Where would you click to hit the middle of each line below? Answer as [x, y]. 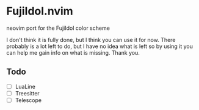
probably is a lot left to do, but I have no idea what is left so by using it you [100, 46]
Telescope [28, 100]
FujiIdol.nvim [40, 11]
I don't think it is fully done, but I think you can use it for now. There [91, 40]
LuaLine [25, 86]
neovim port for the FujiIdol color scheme [58, 28]
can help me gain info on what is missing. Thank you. [73, 52]
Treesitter [27, 93]
